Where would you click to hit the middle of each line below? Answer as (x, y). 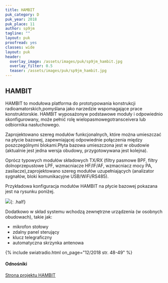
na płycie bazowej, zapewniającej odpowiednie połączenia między (74, 139)
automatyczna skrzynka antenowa (48, 243)
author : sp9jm (20, 29)
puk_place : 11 (20, 24)
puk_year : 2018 (21, 19)
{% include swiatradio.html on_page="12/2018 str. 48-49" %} (69, 252)
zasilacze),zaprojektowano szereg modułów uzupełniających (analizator (80, 171)
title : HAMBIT (20, 10)
